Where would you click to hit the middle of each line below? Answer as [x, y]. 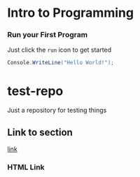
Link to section [40, 132]
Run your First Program [48, 35]
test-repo [35, 91]
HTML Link [26, 167]
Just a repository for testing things [57, 111]
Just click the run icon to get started [59, 50]
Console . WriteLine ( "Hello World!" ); [61, 63]
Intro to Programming [71, 13]
